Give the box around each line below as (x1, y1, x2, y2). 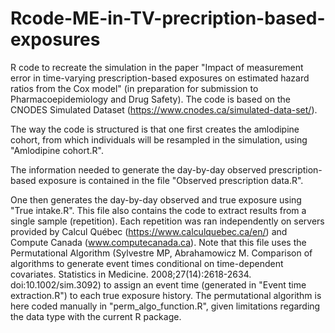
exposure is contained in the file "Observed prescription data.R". (38, 174, 304, 186)
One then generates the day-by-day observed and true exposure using (10, 193, 302, 206)
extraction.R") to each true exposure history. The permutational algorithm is (10, 289, 322, 301)
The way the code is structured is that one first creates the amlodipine (10, 123, 300, 135)
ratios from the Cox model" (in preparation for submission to (10, 82, 259, 94)
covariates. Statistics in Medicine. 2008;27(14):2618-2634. (10, 268, 252, 280)
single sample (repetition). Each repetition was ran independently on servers (10, 215, 325, 227)
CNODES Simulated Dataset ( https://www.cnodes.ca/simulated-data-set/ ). (10, 103, 318, 116)
